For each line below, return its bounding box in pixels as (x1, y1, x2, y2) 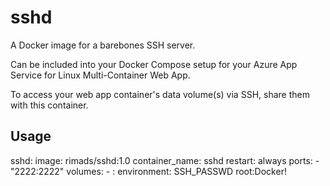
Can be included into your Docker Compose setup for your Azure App (10, 58, 298, 70)
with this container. (10, 99, 89, 111)
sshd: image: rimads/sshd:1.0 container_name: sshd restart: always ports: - (10, 154, 320, 166)
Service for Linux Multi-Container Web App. (10, 69, 191, 81)
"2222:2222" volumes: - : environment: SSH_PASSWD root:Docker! (10, 165, 287, 177)
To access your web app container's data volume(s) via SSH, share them (10, 88, 310, 100)
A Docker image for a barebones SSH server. (10, 39, 196, 51)
